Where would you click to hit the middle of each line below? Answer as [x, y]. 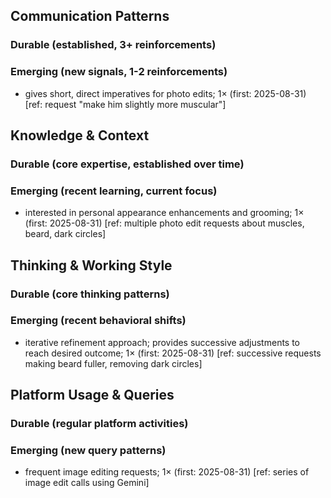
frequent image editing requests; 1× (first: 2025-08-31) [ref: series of [167, 472]
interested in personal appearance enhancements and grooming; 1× [164, 213]
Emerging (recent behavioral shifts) [98, 321]
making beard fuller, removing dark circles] [113, 363]
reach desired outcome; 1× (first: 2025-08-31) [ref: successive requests [173, 353]
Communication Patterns [90, 16]
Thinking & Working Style [91, 265]
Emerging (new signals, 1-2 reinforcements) [119, 72]
